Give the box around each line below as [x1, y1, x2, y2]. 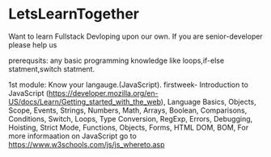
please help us [8, 39, 57, 49]
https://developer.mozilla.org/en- [48, 88, 159, 97]
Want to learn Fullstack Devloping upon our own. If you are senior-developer [8, 31, 263, 41]
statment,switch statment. [8, 64, 95, 73]
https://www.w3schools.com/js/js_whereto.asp [8, 139, 165, 149]
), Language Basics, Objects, [160, 97, 256, 106]
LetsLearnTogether [8, 5, 140, 23]
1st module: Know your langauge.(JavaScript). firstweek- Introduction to [8, 80, 249, 89]
